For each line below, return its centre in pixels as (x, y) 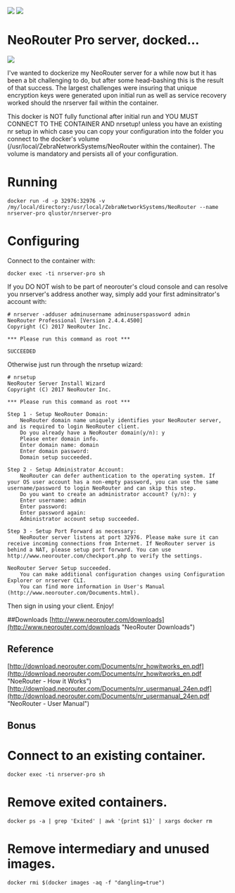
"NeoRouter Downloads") (159, 627)
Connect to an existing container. (107, 756)
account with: (27, 301)
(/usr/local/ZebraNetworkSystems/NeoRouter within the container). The (111, 146)
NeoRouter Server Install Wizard (56, 384)
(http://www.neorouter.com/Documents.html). (74, 593)
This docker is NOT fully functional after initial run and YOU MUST (103, 116)
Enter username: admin (53, 500)
